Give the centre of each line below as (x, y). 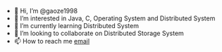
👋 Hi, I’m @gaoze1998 (46, 11)
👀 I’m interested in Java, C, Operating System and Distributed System (115, 18)
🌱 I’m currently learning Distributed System (76, 26)
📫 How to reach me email (52, 41)
